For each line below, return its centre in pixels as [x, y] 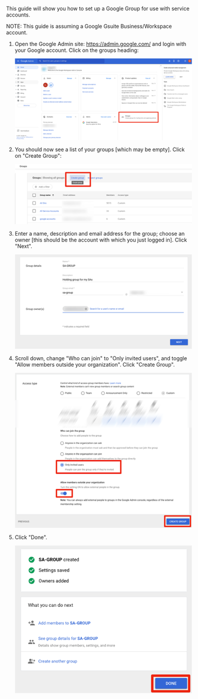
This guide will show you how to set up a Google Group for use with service [98, 9]
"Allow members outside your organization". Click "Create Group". [95, 365]
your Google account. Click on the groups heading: [77, 50]
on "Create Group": [38, 156]
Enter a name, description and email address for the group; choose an [100, 234]
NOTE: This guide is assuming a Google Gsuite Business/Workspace [89, 26]
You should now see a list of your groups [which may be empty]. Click [100, 149]
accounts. [18, 15]
